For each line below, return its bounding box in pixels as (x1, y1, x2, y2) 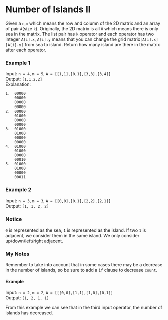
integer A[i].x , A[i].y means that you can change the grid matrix (5, 36, 140, 42)
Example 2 (5, 186, 32, 193)
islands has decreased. (5, 310, 53, 316)
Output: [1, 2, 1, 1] (5, 295, 49, 301)
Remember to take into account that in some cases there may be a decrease (5, 262, 163, 268)
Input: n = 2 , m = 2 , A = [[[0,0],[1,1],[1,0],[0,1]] (5, 290, 113, 296)
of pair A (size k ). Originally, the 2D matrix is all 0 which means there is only (5, 25, 159, 31)
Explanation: (5, 81, 31, 87)
